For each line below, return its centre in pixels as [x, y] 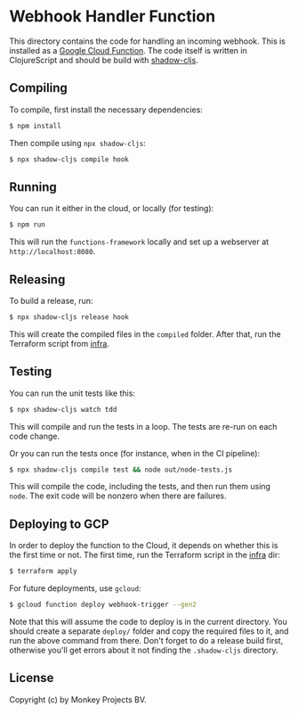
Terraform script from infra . [59, 343]
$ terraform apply [43, 571]
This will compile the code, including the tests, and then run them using [140, 487]
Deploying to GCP [59, 524]
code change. [35, 436]
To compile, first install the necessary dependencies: [106, 110]
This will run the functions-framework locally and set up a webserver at [139, 242]
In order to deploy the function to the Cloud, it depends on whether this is [144, 546]
